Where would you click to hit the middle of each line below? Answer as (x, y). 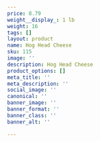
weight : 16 (23, 26)
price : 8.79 (24, 13)
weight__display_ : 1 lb (41, 20)
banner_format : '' (33, 109)
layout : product (30, 39)
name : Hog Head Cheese (39, 45)
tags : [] (20, 33)
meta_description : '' (38, 84)
